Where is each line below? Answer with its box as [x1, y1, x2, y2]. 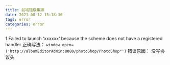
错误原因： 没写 [127, 48, 161, 54]
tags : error [5, 17, 31, 22]
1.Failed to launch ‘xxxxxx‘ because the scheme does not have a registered [5, 36, 163, 42]
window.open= [45, 43, 74, 48]
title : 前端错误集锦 [5, 7, 44, 13]
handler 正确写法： [5, 42, 45, 48]
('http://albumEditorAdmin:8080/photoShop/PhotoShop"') [5, 49, 127, 54]
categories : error [5, 21, 44, 27]
